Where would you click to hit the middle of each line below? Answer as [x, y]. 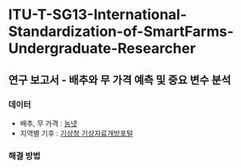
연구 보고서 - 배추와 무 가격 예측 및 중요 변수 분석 [120, 80]
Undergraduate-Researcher [102, 49]
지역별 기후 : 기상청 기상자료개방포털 [76, 133]
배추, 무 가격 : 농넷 [48, 123]
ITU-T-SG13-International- [98, 15]
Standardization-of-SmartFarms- [121, 31]
